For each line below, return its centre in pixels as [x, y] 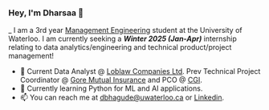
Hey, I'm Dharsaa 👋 [46, 13]
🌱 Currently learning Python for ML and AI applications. [111, 88]
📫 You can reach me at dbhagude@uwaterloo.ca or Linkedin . [122, 98]
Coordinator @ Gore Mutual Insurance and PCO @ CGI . [111, 80]
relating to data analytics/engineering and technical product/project [120, 47]
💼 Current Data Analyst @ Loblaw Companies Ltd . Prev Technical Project [140, 71]
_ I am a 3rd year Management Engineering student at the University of [125, 31]
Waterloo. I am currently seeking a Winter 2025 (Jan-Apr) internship [122, 39]
